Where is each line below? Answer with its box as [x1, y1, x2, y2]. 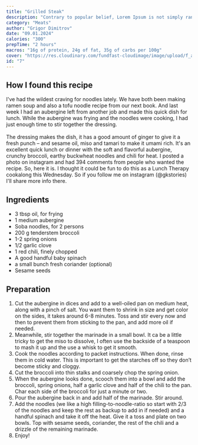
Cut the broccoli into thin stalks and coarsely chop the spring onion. [14, 369, 180, 376]
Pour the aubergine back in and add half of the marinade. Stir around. [14, 394, 184, 401]
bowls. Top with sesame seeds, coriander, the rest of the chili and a [14, 419, 179, 426]
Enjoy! [14, 431, 30, 438]
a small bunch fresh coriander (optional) [14, 261, 113, 268]
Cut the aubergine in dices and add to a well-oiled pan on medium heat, [14, 299, 189, 307]
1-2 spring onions [14, 236, 57, 243]
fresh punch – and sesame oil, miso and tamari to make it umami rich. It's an [6, 140, 191, 147]
